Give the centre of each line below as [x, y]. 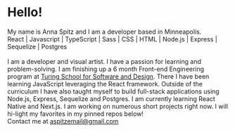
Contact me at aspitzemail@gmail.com [63, 121]
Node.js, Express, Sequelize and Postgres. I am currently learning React [112, 98]
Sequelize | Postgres [37, 46]
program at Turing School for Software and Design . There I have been [108, 76]
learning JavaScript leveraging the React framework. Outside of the [105, 84]
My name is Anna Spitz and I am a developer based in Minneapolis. [104, 32]
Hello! [25, 12]
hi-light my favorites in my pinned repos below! [76, 114]
